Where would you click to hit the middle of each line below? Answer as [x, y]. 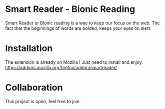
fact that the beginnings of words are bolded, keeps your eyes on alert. [78, 28]
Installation [29, 49]
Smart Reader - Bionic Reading [70, 9]
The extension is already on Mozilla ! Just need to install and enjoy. [74, 62]
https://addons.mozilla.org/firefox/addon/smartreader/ [61, 67]
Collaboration [34, 88]
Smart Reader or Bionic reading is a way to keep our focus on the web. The [82, 23]
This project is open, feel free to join [42, 101]
